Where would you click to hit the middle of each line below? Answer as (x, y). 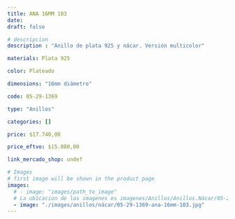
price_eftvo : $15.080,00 (43, 147)
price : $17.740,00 (34, 134)
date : (15, 20)
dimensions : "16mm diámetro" (50, 84)
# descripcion (28, 39)
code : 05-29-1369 (33, 96)
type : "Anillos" (31, 109)
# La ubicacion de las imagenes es (65, 198)
